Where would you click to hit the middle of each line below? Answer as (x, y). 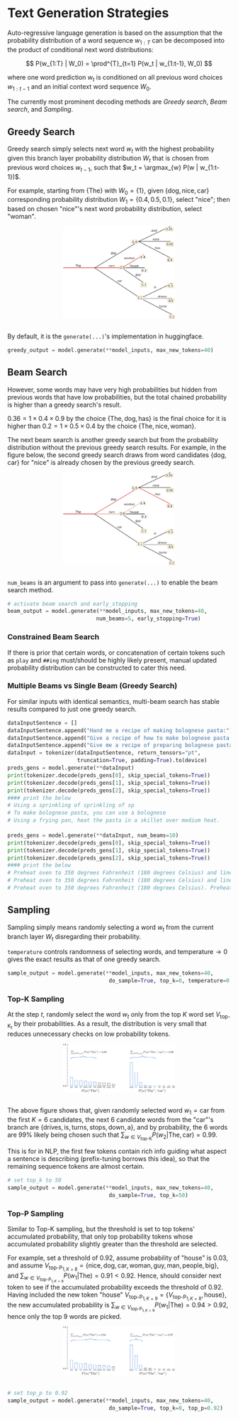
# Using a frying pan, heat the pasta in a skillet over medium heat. (114, 820)
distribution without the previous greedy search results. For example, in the (117, 447)
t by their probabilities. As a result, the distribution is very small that (108, 1025)
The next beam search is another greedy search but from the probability (113, 439)
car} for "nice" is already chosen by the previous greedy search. (101, 462)
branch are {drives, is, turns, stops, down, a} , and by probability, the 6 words (118, 1127)
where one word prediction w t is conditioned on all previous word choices (115, 78)
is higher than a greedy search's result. (64, 405)
